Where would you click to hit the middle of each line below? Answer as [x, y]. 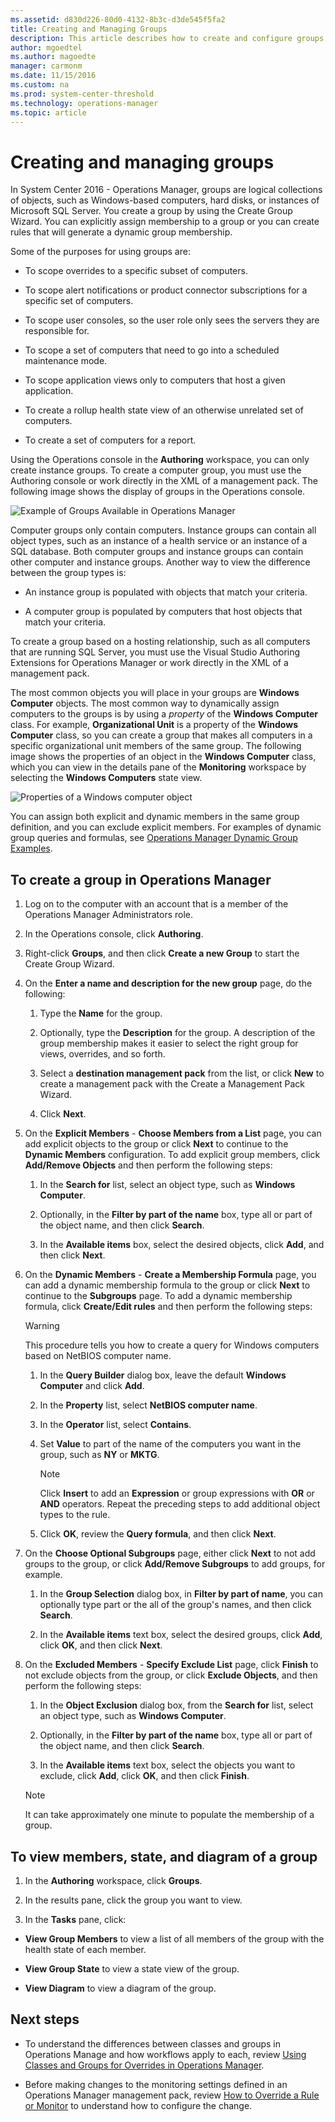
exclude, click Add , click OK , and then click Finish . [144, 1776]
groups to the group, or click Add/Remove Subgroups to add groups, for [175, 1564]
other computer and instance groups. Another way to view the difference [160, 562]
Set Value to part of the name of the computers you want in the [170, 1444]
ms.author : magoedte [53, 57]
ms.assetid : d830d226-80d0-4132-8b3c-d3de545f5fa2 [118, 19]
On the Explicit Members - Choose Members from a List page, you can [173, 1133]
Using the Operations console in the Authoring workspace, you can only [160, 460]
